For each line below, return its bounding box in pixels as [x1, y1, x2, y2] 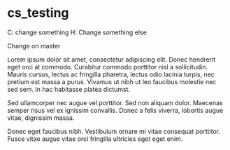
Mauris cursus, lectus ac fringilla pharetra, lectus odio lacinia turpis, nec [7, 70, 215, 79]
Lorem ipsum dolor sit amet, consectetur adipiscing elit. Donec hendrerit [7, 55, 216, 64]
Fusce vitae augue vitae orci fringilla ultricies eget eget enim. [7, 135, 183, 143]
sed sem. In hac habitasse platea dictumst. [7, 85, 131, 93]
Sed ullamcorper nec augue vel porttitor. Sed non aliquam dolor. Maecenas [7, 98, 223, 107]
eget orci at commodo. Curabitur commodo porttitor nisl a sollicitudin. [7, 62, 208, 71]
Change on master [7, 41, 61, 50]
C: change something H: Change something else [7, 28, 147, 36]
